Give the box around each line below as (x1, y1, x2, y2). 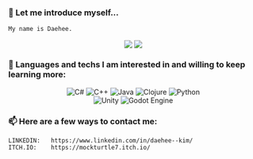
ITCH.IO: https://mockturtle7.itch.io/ (8, 144, 151, 152)
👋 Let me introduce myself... (8, 7, 119, 18)
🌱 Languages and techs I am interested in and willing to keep (8, 59, 246, 70)
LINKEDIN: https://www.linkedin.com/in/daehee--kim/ (8, 137, 194, 145)
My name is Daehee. (8, 25, 73, 33)
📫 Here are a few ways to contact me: (8, 115, 158, 127)
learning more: (8, 69, 67, 80)
